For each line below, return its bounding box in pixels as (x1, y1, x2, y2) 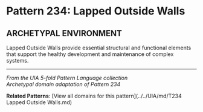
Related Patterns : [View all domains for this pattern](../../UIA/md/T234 (6, 92, 182, 99)
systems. (6, 57, 29, 64)
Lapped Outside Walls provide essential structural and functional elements (6, 44, 192, 51)
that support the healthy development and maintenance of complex (6, 51, 174, 58)
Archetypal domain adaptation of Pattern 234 (6, 81, 121, 88)
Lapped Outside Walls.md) (6, 99, 72, 106)
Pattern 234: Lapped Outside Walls (6, 4, 185, 18)
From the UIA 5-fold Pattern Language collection (6, 74, 128, 81)
